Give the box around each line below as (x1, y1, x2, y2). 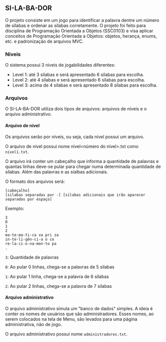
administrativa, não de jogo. (5, 321, 62, 327)
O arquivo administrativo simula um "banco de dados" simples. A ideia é (5, 305, 153, 311)
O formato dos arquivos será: (5, 178, 65, 184)
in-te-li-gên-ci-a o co (5, 237, 55, 242)
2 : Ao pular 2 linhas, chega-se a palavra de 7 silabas (5, 283, 112, 289)
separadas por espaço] (5, 196, 52, 202)
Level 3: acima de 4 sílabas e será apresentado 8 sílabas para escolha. (12, 82, 158, 88)
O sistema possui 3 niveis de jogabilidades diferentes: (5, 62, 116, 68)
